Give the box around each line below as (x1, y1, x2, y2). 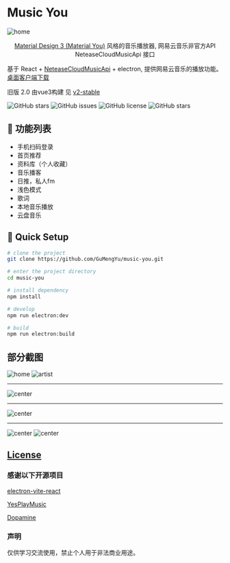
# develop (7, 305, 36, 312)
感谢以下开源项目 (7, 471, 64, 480)
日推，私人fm (16, 177, 55, 185)
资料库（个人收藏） (16, 160, 72, 168)
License (7, 449, 42, 460)
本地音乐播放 (16, 202, 53, 210)
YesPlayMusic (7, 500, 47, 508)
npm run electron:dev (7, 312, 69, 319)
